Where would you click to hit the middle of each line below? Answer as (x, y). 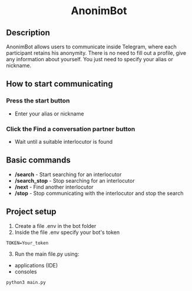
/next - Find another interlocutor (54, 187)
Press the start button (38, 101)
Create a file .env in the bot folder (55, 226)
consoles (26, 272)
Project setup (32, 212)
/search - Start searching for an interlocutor (68, 174)
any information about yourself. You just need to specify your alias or (90, 59)
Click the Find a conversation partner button (71, 129)
